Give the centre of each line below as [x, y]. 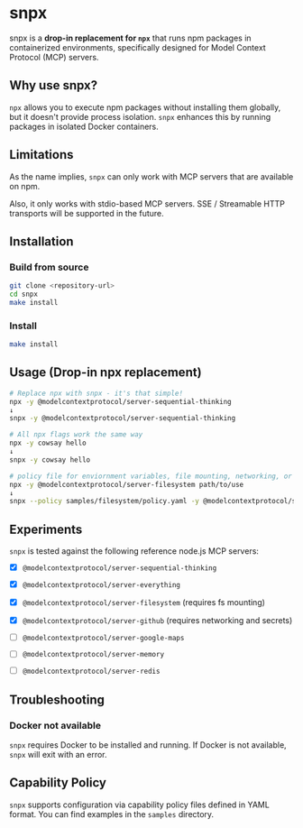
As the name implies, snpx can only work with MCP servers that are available [151, 176]
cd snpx [24, 294]
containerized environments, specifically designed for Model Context [138, 47]
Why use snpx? [54, 85]
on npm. [25, 186]
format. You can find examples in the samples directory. [112, 814]
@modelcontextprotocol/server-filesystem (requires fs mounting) [144, 602]
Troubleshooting [57, 699]
